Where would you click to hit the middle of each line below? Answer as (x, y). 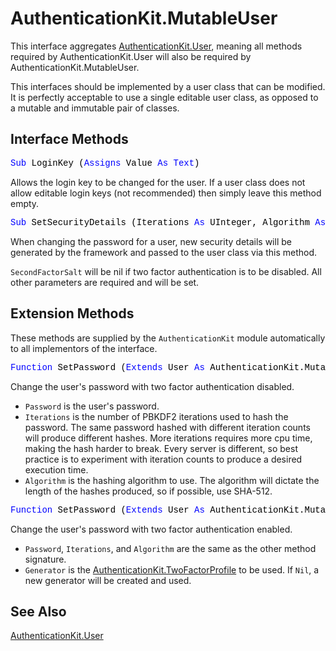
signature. (45, 559)
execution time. (56, 469)
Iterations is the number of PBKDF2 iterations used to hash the (156, 416)
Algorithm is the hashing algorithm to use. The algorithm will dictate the (172, 480)
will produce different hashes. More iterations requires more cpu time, (168, 438)
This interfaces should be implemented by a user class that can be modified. (168, 86)
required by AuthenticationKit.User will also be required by (131, 56)
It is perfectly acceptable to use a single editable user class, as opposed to (164, 97)
